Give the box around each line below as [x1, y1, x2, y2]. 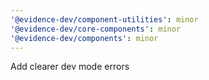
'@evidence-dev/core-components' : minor [10, 24, 182, 34]
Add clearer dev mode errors [10, 61, 130, 73]
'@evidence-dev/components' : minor [10, 33, 159, 43]
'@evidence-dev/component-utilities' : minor [10, 14, 199, 25]
